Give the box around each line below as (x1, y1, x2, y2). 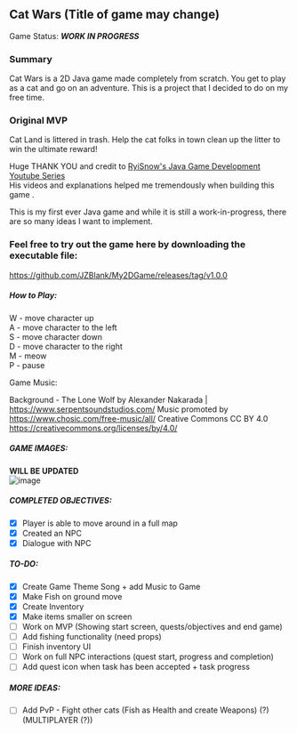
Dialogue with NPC (21, 537, 92, 548)
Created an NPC (21, 528, 83, 538)
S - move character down (9, 331, 102, 342)
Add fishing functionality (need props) (21, 632, 162, 642)
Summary (9, 52, 53, 65)
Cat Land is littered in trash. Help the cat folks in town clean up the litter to (9, 134, 281, 145)
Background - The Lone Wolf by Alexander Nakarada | (9, 394, 208, 405)
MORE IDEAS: (9, 682, 60, 693)
